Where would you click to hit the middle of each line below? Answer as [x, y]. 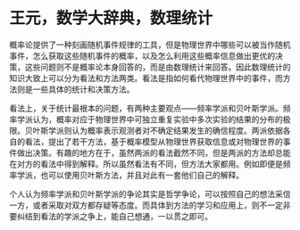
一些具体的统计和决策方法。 [83, 89]
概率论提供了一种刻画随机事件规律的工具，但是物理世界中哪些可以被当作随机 [150, 45]
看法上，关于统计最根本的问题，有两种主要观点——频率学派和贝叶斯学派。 [146, 108]
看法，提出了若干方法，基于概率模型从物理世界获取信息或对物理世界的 [154, 141]
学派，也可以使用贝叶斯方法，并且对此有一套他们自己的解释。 [130, 175]
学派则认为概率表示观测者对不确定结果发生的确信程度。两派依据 [165, 130]
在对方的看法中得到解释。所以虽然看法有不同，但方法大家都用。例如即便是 [146, 164]
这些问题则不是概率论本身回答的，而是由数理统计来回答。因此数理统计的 [158, 67]
